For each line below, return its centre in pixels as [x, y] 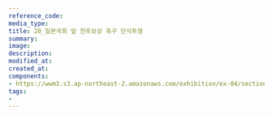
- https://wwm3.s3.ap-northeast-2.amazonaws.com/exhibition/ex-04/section [138, 83]
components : [28, 76]
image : [19, 46]
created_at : [28, 69]
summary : [23, 38]
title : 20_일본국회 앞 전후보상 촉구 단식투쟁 [76, 31]
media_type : [28, 23]
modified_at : [30, 62]
